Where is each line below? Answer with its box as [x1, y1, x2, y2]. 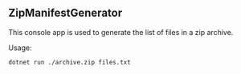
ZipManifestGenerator [8, 6, 123, 20]
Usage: [8, 43, 32, 53]
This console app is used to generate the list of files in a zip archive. [8, 27, 234, 37]
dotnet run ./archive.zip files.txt [8, 58, 131, 66]
